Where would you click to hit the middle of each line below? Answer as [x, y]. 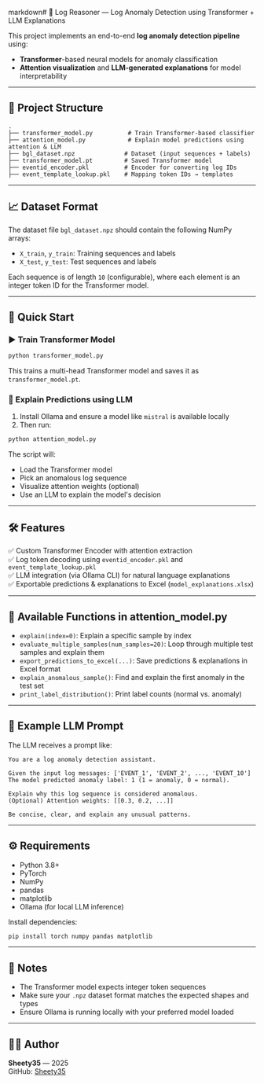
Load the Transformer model [66, 470]
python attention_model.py [52, 439]
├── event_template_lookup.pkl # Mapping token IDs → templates [121, 174]
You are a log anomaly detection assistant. [82, 759]
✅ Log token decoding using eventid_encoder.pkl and [95, 560]
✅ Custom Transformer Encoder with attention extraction [100, 551]
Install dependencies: [43, 922]
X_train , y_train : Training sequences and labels [97, 253]
